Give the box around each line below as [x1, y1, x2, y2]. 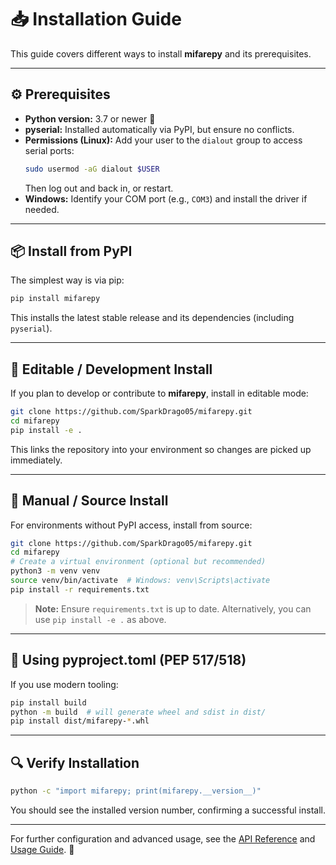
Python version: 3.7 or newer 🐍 [24, 112, 156, 125]
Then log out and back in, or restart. [24, 182, 174, 194]
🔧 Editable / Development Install [10, 361, 213, 378]
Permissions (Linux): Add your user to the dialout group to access [24, 134, 303, 146]
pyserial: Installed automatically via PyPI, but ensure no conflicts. [24, 123, 295, 135]
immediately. [10, 454, 63, 466]
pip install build [10, 697, 87, 708]
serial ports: [24, 144, 75, 156]
